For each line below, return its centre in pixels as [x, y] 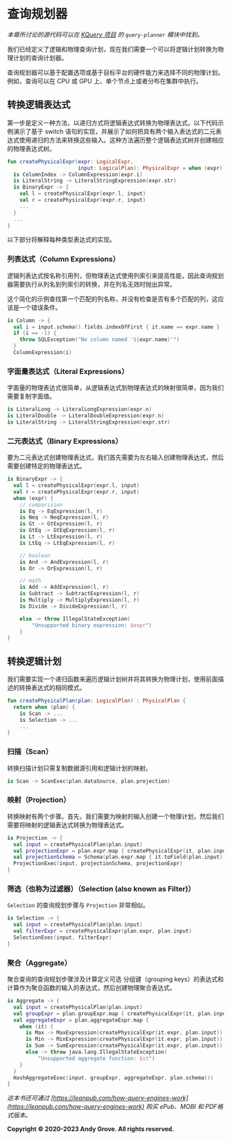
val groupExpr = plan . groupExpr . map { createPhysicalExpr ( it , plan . [113, 1013]
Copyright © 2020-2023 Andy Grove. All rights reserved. [91, 1129]
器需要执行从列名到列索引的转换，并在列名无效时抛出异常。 [91, 284]
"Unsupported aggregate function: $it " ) [96, 1058]
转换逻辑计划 [34, 661]
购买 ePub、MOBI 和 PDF [182, 1107]
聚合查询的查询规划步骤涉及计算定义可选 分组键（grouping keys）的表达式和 [115, 980]
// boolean [35, 555]
